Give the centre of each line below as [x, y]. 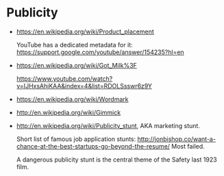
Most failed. [188, 146]
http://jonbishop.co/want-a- [177, 139]
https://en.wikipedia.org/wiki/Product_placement [85, 32]
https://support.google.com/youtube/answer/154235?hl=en [100, 52]
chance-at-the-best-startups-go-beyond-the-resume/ [93, 146]
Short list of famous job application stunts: [76, 139]
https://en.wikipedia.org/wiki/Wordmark [72, 99]
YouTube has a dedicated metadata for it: [74, 45]
